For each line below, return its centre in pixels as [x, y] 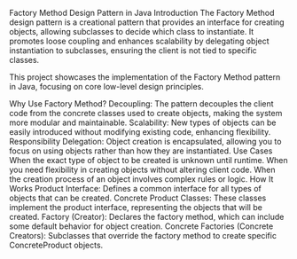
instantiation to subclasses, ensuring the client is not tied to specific [133, 51]
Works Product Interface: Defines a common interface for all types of [135, 188]
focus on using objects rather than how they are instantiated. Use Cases [141, 151]
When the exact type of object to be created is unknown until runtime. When [148, 160]
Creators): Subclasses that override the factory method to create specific [143, 235]
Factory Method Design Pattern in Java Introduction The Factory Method [142, 13]
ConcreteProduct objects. [56, 245]
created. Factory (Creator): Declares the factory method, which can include [147, 217]
